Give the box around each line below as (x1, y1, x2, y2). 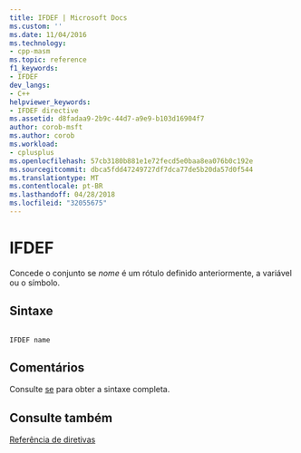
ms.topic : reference (9, 55, 88, 64)
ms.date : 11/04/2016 (9, 30, 88, 39)
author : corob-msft (9, 123, 83, 132)
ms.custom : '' (9, 22, 63, 31)
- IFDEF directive (9, 106, 79, 115)
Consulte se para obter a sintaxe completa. (9, 384, 170, 395)
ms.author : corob (9, 131, 75, 140)
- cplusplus (9, 148, 54, 157)
